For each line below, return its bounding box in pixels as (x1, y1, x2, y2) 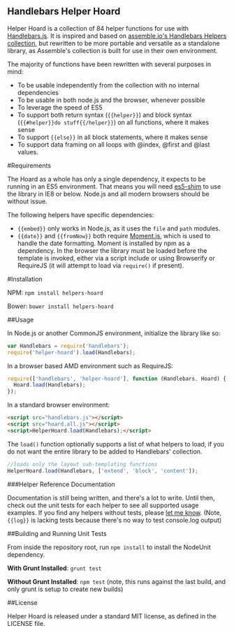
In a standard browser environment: (7, 401, 110, 409)
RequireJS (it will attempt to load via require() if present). (17, 261, 184, 270)
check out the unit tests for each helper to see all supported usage (7, 501, 199, 509)
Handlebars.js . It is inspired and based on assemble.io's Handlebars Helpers (7, 31, 227, 40)
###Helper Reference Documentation (7, 480, 115, 488)
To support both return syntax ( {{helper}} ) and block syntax (17, 110, 192, 119)
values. (17, 147, 38, 156)
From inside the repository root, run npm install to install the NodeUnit (7, 543, 211, 551)
